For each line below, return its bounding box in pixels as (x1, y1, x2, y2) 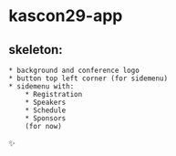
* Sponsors (25, 114, 67, 123)
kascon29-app (8, 5, 123, 26)
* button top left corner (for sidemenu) (8, 74, 169, 83)
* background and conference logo (8, 66, 140, 75)
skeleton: (8, 42, 63, 57)
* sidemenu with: (8, 82, 75, 91)
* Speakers (25, 98, 67, 107)
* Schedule (25, 106, 67, 115)
